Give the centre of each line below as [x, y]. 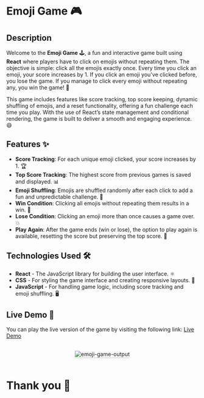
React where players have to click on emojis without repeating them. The [98, 62]
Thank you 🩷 [39, 386]
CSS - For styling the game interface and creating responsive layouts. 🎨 [105, 280]
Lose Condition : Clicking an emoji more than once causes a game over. [105, 216]
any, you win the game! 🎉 [38, 87]
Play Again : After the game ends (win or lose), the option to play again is [106, 229]
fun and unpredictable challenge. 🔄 [59, 197]
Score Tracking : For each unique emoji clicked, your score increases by [105, 159]
